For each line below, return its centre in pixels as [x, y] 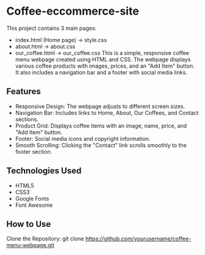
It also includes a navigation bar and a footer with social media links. [101, 72]
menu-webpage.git [30, 245]
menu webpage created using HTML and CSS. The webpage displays [103, 59]
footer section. [34, 151]
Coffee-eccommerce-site [73, 11]
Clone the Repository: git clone [45, 239]
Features [24, 92]
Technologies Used [44, 171]
